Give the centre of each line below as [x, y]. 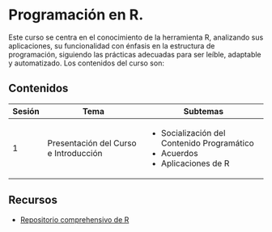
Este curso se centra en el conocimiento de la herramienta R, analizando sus [136, 37]
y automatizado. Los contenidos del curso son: [86, 63]
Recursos [33, 200]
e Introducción [75, 153]
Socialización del [193, 133]
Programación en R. [76, 15]
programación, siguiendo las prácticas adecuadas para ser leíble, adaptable [135, 54]
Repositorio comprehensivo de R [74, 219]
